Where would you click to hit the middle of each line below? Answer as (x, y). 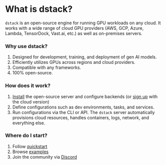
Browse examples (30, 152)
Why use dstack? (26, 46)
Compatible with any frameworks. (47, 67)
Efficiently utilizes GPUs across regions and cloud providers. (74, 62)
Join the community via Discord (45, 157)
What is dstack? (39, 9)
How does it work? (28, 86)
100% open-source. (32, 73)
